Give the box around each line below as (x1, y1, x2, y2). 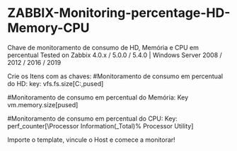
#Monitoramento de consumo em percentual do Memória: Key (7, 93, 189, 102)
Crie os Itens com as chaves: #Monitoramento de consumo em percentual (7, 72, 224, 80)
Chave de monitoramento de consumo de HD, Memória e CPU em (7, 43, 200, 52)
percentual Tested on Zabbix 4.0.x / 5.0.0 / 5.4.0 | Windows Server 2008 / (7, 51, 223, 59)
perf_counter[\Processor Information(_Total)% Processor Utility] (7, 121, 194, 130)
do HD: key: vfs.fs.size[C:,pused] (7, 79, 104, 87)
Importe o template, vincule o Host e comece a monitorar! (7, 135, 175, 144)
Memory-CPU (7, 20, 90, 36)
